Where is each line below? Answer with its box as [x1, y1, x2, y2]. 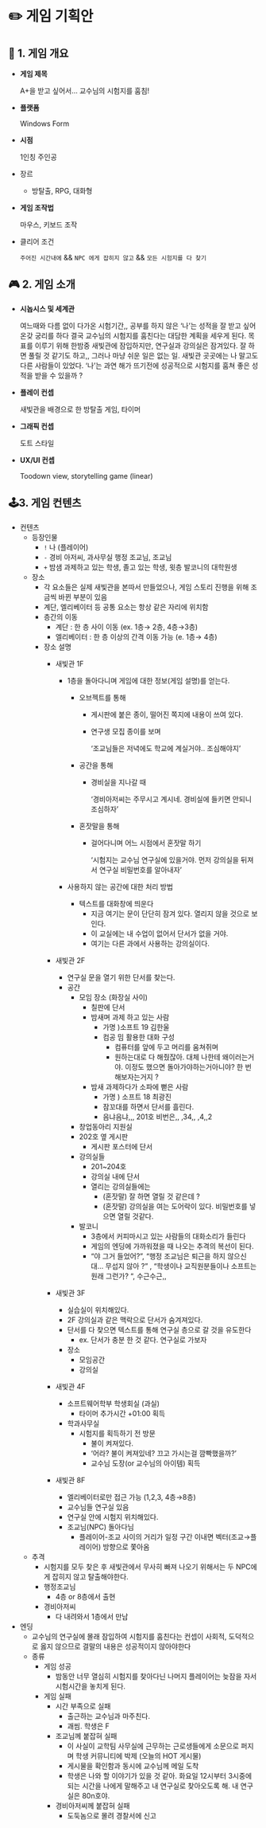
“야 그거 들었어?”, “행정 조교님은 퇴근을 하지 [91, 1251, 226, 1261]
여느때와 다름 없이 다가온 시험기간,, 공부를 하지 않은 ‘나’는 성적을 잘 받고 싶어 [19, 320, 256, 331]
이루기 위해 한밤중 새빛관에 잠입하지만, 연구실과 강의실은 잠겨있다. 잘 [34, 340, 247, 350]
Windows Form [19, 119, 70, 128]
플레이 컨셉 [19, 387, 54, 397]
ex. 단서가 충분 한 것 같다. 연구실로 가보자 [79, 1335, 207, 1345]
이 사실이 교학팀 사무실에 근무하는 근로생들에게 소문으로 [67, 1741, 240, 1751]
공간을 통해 [79, 760, 114, 769]
